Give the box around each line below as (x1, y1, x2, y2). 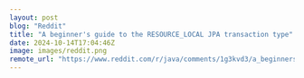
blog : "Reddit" (9, 22, 67, 30)
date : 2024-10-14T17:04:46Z (9, 38, 116, 48)
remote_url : (9, 55, 54, 64)
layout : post (9, 13, 59, 22)
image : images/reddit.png (9, 47, 107, 56)
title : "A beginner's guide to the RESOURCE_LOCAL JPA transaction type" (9, 30, 294, 39)
